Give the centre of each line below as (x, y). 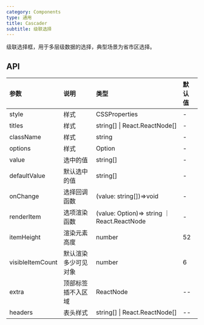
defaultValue (27, 176)
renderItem (25, 217)
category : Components (34, 12)
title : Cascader (27, 23)
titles (16, 126)
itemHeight (25, 238)
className (25, 137)
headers (21, 312)
